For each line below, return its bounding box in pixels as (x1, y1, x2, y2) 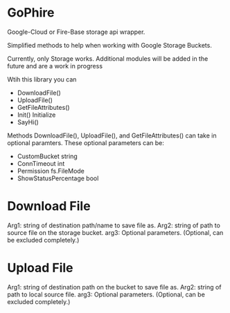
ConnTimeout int (17, 159, 65, 167)
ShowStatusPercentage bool (17, 174, 99, 182)
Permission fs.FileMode (17, 167, 85, 175)
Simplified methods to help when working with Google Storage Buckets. (7, 41, 213, 49)
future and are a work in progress (7, 61, 103, 70)
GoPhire (7, 5, 55, 21)
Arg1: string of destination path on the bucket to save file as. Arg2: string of (7, 283, 222, 291)
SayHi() (17, 117, 39, 126)
